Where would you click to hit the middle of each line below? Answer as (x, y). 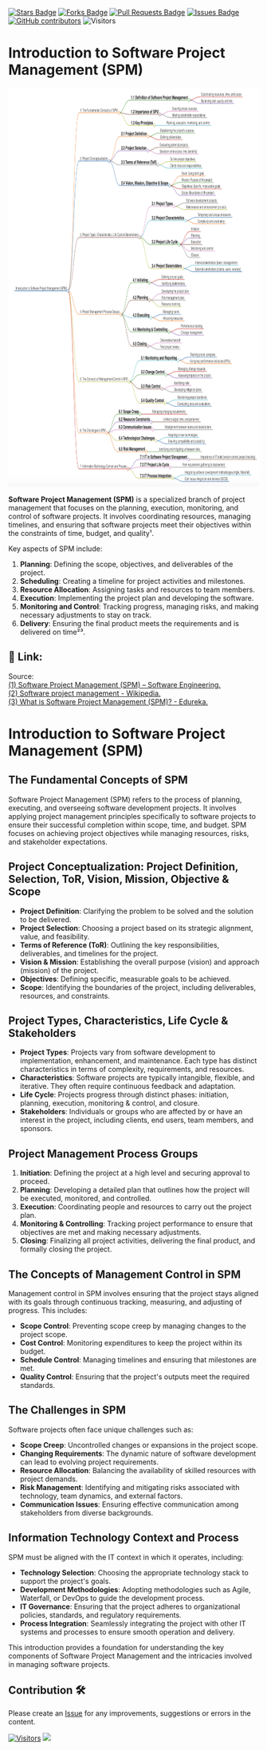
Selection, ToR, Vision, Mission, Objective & (119, 879)
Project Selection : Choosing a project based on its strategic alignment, (136, 928)
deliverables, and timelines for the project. (89, 953)
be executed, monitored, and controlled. (86, 1198)
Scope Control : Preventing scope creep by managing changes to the (133, 1326)
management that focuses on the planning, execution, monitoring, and (124, 507)
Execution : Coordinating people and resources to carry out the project (136, 1207)
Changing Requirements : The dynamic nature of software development (138, 1453)
